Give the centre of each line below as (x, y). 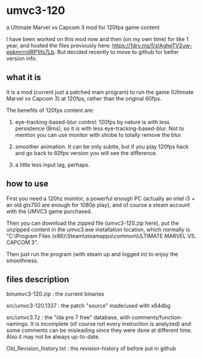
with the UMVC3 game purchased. (49, 211)
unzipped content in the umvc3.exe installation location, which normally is (98, 229)
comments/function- (157, 317)
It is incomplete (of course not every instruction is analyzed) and (111, 324)
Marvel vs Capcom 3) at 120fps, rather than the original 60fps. (84, 98)
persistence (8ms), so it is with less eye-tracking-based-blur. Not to (99, 128)
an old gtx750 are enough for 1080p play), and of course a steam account (98, 205)
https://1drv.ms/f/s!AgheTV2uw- (152, 45)
